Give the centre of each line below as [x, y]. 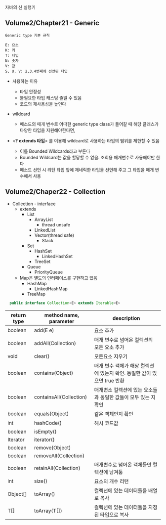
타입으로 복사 [115, 515]
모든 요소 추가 [109, 347]
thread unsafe [56, 224]
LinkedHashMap [51, 289]
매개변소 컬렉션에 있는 [118, 390]
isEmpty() [45, 432]
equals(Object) [51, 413]
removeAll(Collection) [59, 455]
